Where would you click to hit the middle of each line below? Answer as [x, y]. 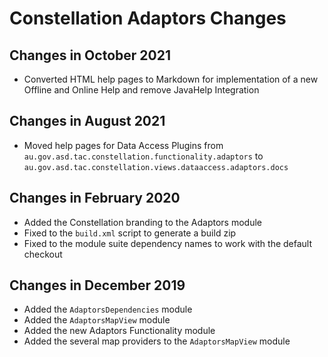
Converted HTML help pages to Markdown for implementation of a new [171, 79]
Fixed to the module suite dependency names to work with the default [168, 243]
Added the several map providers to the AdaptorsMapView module [157, 341]
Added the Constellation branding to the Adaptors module [142, 222]
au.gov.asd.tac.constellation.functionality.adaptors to [143, 156]
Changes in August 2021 [87, 121]
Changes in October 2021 [90, 55]
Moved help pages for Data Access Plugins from [123, 145]
